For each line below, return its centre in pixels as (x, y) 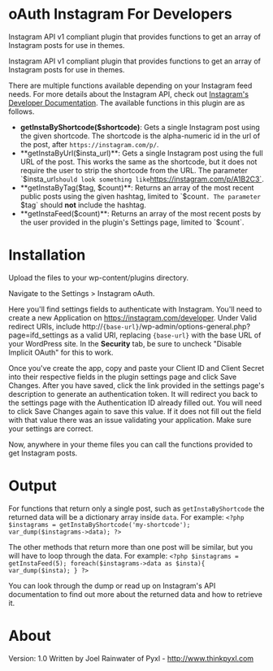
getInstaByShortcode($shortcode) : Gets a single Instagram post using (140, 127)
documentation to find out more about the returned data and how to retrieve (135, 594)
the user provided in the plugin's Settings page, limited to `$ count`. (132, 222)
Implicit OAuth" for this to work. (61, 352)
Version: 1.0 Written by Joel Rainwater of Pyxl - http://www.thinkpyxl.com (131, 658)
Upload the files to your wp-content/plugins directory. (99, 277)
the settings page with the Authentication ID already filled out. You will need (135, 403)
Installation (47, 255)
